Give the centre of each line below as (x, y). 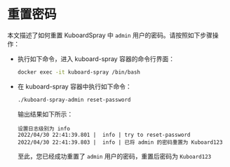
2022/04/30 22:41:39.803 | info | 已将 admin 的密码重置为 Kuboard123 (120, 142)
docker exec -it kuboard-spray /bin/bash (79, 72)
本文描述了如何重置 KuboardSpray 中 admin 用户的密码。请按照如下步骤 (110, 35)
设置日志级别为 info (43, 128)
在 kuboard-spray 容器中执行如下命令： (74, 86)
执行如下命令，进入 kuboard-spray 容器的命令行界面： (96, 59)
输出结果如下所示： (45, 114)
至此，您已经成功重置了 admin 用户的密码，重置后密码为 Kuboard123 (114, 156)
